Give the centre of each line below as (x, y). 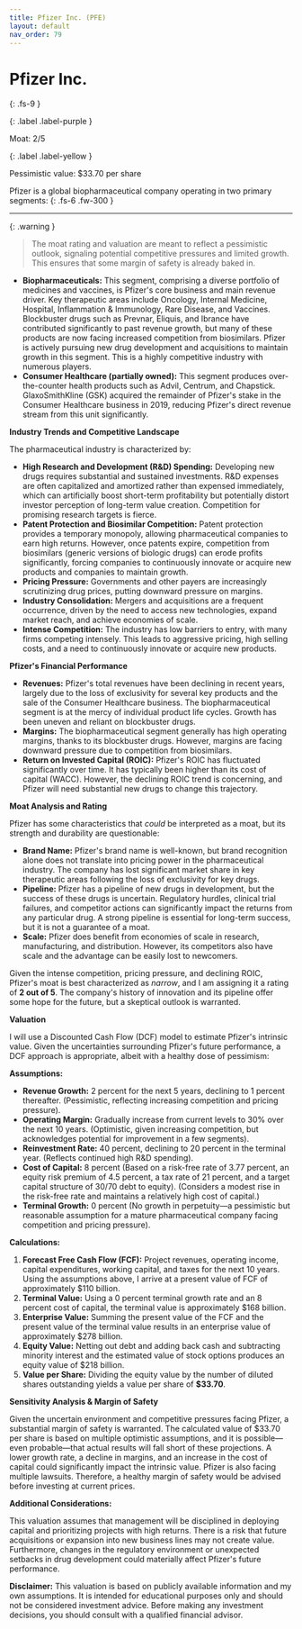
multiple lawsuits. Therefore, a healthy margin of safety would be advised (145, 1477)
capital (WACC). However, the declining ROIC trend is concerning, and (152, 779)
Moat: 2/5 (27, 139)
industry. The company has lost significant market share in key (138, 870)
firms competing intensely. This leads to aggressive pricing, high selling (155, 639)
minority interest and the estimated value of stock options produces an (153, 1355)
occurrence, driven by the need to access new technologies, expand (149, 611)
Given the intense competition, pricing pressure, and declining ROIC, (136, 973)
